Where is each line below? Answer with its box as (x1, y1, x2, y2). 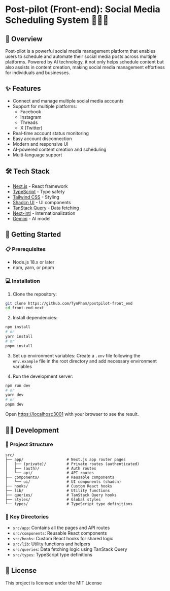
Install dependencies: (12, 315, 58, 321)
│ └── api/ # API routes (5, 470, 94, 475)
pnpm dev (5, 402, 24, 407)
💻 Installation (5, 278, 41, 285)
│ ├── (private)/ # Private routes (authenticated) (5, 461, 140, 467)
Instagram (20, 114, 42, 120)
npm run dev (5, 383, 30, 388)
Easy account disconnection (12, 136, 72, 142)
